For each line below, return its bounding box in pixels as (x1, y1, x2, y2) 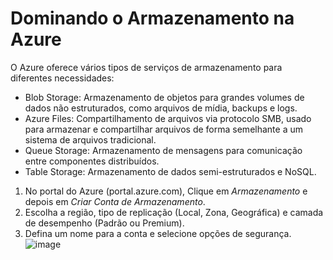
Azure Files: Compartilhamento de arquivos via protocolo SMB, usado (24, 112, 312, 124)
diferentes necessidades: (10, 72, 115, 84)
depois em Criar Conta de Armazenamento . (24, 195, 206, 207)
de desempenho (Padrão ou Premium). (24, 217, 185, 229)
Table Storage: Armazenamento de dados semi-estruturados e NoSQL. (24, 165, 317, 177)
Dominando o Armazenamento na (10, 7, 295, 30)
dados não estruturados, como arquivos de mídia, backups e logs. (24, 102, 298, 114)
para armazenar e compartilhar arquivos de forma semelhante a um (24, 123, 303, 135)
